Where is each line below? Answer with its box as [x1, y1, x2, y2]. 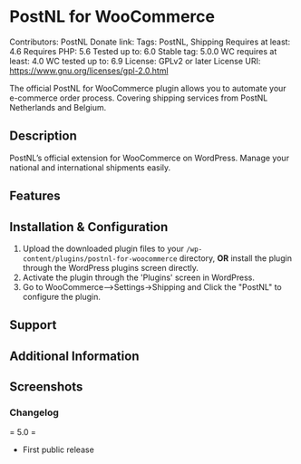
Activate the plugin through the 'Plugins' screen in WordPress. [22, 272, 256, 283]
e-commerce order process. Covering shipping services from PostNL [9, 92, 268, 103]
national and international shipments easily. [9, 161, 171, 173]
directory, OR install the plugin [179, 252, 293, 264]
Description [9, 129, 77, 144]
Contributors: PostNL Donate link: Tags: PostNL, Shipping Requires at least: [9, 36, 291, 47]
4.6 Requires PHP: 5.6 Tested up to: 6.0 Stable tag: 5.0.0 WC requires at [9, 45, 277, 56]
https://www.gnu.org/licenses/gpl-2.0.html [9, 65, 170, 76]
